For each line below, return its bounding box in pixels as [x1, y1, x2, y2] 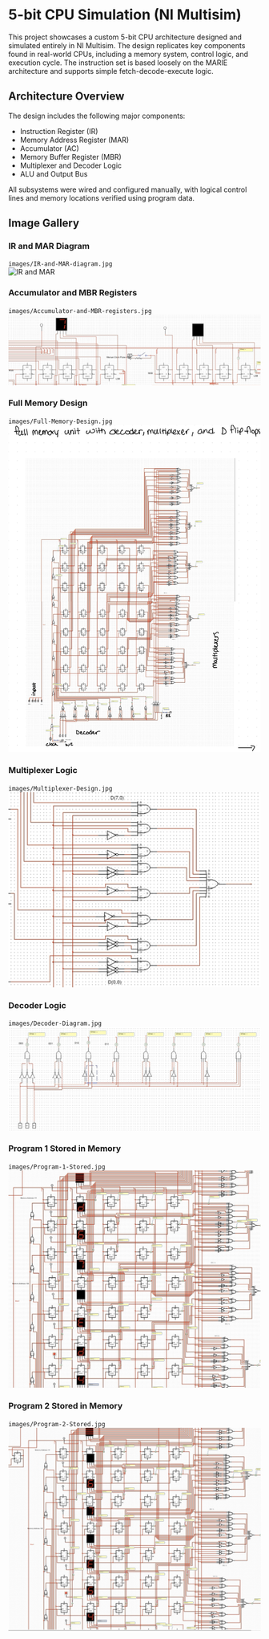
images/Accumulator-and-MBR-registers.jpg [8, 307, 152, 315]
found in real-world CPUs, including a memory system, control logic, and [8, 49, 248, 59]
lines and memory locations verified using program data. [8, 193, 195, 202]
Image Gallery [8, 217, 80, 230]
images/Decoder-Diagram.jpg [8, 1019, 102, 1028]
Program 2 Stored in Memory [8, 1401, 123, 1412]
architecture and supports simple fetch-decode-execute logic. [8, 66, 214, 75]
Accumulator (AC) [19, 143, 80, 153]
